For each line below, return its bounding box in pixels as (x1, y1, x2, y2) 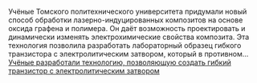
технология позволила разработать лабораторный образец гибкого (8, 41, 242, 50)
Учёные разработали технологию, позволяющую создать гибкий (8, 57, 231, 67)
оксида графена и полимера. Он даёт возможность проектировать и (8, 24, 246, 33)
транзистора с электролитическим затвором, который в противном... (8, 49, 249, 58)
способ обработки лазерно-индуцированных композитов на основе (8, 15, 243, 25)
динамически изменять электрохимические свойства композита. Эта (8, 32, 250, 41)
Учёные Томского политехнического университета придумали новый (8, 7, 247, 16)
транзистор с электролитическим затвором (8, 66, 161, 75)
